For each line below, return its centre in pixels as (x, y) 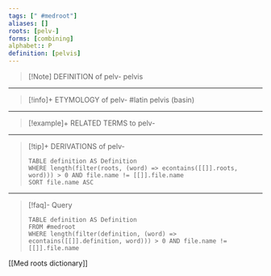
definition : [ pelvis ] (45, 53)
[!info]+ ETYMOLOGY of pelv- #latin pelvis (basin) (111, 100)
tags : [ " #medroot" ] (43, 16)
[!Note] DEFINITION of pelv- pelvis (85, 76)
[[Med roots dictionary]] (48, 263)
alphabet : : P (30, 46)
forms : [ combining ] (41, 38)
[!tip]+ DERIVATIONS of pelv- (76, 146)
